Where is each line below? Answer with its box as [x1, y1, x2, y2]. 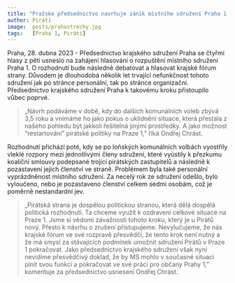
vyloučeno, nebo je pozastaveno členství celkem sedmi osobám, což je [7, 180, 213, 189]
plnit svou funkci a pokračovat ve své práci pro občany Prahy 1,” [24, 260, 210, 269]
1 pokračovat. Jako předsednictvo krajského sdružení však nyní [24, 245, 208, 254]
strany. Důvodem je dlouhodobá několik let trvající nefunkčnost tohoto [7, 71, 209, 80]
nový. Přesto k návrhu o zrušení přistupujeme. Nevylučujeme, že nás [24, 223, 222, 231]
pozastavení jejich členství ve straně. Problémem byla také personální [7, 165, 208, 173]
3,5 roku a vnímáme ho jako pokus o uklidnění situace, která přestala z [24, 115, 227, 123]
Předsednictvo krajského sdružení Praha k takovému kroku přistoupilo [7, 86, 209, 94]
